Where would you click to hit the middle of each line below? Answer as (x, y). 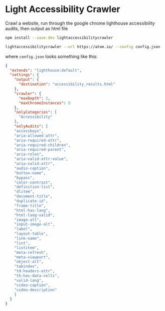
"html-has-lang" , (32, 210)
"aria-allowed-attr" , (37, 136)
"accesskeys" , (29, 131)
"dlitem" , (25, 192)
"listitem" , (27, 248)
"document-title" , (33, 196)
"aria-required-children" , (42, 145)
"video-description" (36, 290)
